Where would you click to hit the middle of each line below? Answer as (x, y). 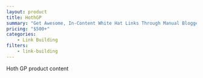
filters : (17, 46)
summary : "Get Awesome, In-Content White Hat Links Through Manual (93, 23)
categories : (21, 34)
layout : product (27, 12)
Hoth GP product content (37, 68)
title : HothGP (24, 18)
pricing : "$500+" (28, 29)
